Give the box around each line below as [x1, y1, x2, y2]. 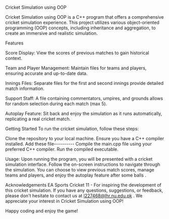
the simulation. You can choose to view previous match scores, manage [5, 167, 155, 172]
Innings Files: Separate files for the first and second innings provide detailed [5, 80, 164, 86]
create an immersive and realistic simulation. [5, 30, 98, 36]
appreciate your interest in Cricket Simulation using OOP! [5, 198, 124, 204]
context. [5, 55, 23, 61]
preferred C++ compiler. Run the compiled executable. [5, 146, 119, 152]
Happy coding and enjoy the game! [5, 208, 78, 214]
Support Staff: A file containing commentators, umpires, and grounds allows [5, 96, 163, 101]
